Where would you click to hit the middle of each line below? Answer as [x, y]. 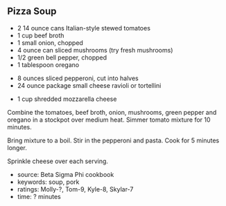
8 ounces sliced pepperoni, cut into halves [78, 78]
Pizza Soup [32, 11]
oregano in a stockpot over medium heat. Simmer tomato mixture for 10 [109, 120]
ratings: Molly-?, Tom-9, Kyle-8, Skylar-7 [75, 189]
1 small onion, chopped [50, 43]
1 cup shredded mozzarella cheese [67, 99]
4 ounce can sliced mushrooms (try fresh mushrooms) [95, 50]
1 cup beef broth [41, 35]
